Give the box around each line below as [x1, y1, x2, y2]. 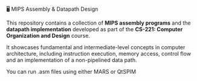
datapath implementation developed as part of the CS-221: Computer [6, 26, 183, 32]
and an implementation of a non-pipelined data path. [6, 56, 137, 64]
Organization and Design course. [6, 32, 91, 39]
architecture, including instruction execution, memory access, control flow [6, 50, 192, 57]
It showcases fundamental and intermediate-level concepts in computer [6, 44, 186, 50]
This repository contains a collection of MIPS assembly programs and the [6, 19, 191, 26]
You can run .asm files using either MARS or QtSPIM [6, 68, 137, 75]
